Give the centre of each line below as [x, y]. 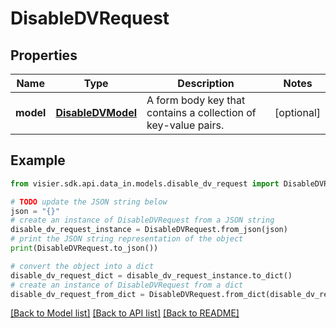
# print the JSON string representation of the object [127, 239]
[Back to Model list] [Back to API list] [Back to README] [125, 313]
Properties [44, 55]
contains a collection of [201, 112]
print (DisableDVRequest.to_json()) [84, 248]
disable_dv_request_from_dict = [77, 294]
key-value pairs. [185, 125]
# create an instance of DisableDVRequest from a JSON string [142, 220]
